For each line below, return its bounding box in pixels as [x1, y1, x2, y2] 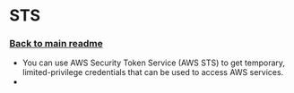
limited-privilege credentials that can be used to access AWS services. [22, 67, 284, 78]
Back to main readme [9, 38, 103, 50]
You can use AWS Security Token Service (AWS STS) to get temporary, [22, 57, 285, 68]
